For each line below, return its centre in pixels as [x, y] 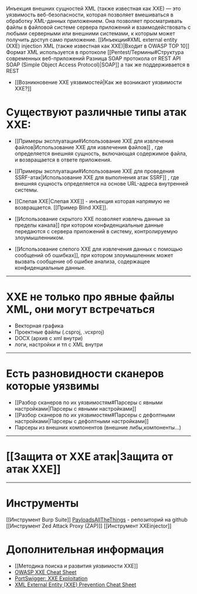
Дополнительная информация [85, 549]
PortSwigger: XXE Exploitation [51, 578]
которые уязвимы [53, 386]
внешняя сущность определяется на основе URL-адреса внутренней [101, 183]
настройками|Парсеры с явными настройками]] [75, 408]
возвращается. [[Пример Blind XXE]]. [61, 207]
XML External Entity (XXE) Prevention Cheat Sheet [75, 585]
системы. [26, 190]
